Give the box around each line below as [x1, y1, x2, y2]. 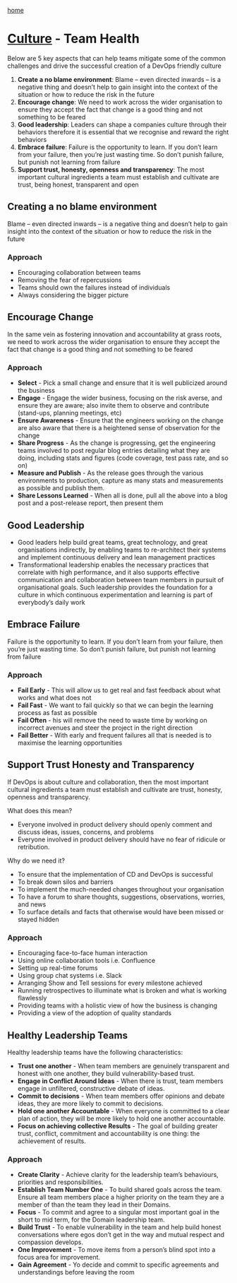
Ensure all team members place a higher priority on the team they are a [17, 1193, 224, 1202]
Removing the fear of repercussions [17, 276, 122, 285]
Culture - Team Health [7, 31, 140, 47]
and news [17, 900, 47, 909]
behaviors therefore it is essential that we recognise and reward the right [17, 127, 229, 136]
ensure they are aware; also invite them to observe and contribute [17, 401, 209, 410]
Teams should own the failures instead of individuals [17, 283, 171, 292]
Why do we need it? [7, 856, 66, 865]
